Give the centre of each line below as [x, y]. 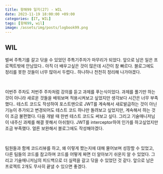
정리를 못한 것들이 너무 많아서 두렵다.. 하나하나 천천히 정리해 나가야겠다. [73, 72]
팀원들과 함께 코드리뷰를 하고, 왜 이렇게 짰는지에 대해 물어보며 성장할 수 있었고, [80, 148]
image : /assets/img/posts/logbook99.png [47, 28]
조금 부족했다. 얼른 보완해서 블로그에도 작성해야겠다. [54, 128]
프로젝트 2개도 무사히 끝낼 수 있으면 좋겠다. [46, 166]
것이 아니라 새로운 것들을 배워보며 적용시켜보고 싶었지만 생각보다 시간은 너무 [77, 97]
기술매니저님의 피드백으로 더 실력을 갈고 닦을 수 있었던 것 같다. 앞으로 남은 [84, 160]
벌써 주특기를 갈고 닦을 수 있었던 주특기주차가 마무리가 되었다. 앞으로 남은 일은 [79, 59]
